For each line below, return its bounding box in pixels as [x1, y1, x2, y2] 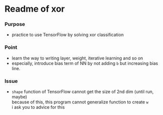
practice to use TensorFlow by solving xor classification [11, 32, 124, 38]
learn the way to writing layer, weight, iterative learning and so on [11, 55, 143, 61]
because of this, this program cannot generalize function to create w [11, 99, 149, 105]
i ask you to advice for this [11, 104, 65, 110]
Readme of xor [4, 3, 65, 15]
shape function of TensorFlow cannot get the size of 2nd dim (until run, [11, 89, 154, 95]
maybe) [11, 94, 27, 100]
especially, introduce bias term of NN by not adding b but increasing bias [11, 60, 158, 66]
